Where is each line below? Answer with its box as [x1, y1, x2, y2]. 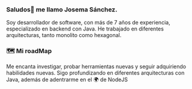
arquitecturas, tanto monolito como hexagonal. [6, 32, 122, 39]
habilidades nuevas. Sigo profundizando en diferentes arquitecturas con [6, 69, 185, 76]
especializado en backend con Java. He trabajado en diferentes [6, 25, 164, 32]
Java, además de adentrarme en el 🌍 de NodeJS [6, 76, 128, 83]
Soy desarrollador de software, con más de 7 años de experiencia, [6, 19, 170, 26]
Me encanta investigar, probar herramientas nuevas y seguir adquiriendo [6, 63, 187, 70]
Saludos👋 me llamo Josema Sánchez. [6, 5, 118, 14]
